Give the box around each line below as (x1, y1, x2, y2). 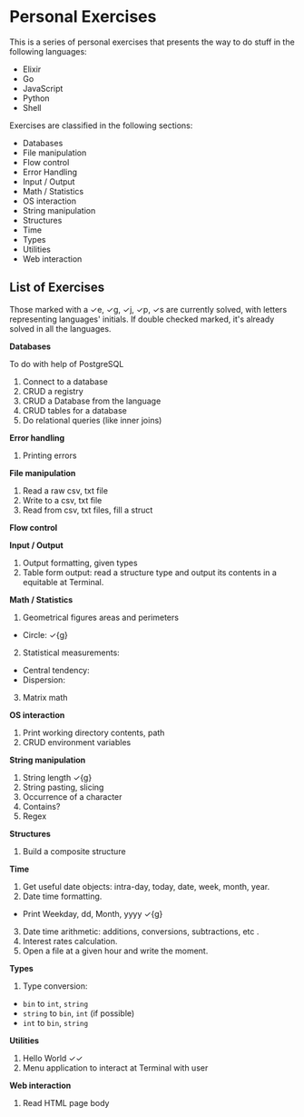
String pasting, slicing (22, 782, 104, 793)
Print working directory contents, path (22, 727, 165, 738)
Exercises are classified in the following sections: (9, 120, 193, 131)
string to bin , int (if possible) (22, 1007, 135, 1019)
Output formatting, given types (22, 557, 138, 568)
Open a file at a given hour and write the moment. (22, 945, 209, 956)
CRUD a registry (22, 385, 83, 396)
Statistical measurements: (22, 647, 120, 658)
